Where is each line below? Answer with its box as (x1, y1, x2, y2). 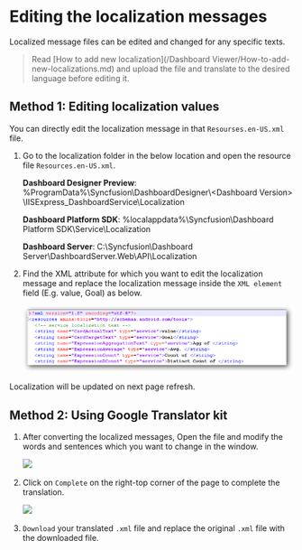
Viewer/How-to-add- (211, 53, 290, 64)
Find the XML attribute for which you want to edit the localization (22, 268, 263, 279)
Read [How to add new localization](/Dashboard (31, 53, 210, 64)
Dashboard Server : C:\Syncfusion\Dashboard (22, 241, 194, 252)
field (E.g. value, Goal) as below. (22, 287, 142, 298)
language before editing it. (31, 72, 130, 83)
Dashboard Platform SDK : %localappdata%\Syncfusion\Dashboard (22, 214, 274, 225)
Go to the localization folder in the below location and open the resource (22, 150, 291, 161)
